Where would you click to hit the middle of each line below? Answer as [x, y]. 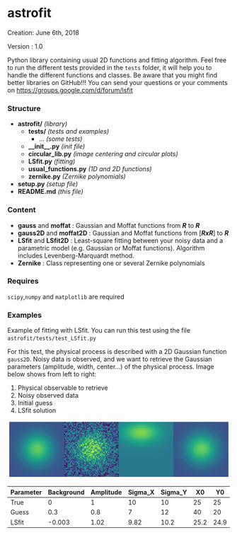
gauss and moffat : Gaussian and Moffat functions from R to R [109, 225]
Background [66, 492]
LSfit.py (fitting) [52, 161]
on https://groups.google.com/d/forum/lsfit [70, 90]
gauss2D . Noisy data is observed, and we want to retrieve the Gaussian [110, 359]
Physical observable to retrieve [63, 388]
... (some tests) [60, 139]
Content [22, 210]
